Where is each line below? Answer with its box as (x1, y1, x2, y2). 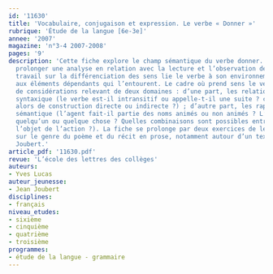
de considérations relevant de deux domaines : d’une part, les (15, 87, 238, 96)
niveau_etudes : (8, 208, 60, 216)
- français (8, 200, 45, 208)
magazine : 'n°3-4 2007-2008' (8, 42, 107, 50)
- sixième (8, 216, 42, 224)
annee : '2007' (8, 34, 57, 43)
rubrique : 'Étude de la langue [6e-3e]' (8, 27, 148, 35)
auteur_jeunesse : (8, 178, 67, 186)
